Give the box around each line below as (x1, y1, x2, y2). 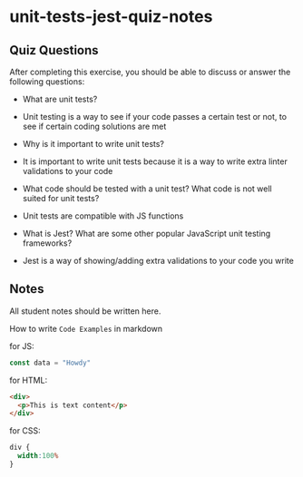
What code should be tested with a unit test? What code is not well (22, 183, 272, 194)
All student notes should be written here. (9, 306, 161, 316)
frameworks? (22, 238, 73, 248)
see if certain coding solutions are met (22, 121, 167, 131)
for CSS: (9, 425, 41, 436)
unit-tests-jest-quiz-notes (9, 6, 213, 27)
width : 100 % (17, 452, 59, 461)
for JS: (9, 340, 34, 351)
